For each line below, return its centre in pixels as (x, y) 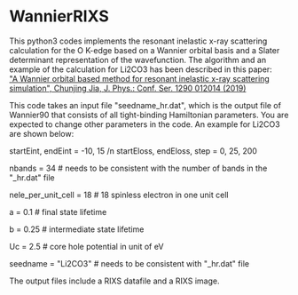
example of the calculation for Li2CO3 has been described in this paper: (141, 69)
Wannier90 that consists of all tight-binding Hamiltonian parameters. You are (149, 115)
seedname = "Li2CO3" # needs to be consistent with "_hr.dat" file (129, 263)
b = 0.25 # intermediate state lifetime (77, 229)
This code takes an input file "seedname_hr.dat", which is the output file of (145, 105)
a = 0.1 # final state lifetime (58, 211)
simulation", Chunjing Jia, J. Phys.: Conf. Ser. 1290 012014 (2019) (128, 88)
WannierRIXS (59, 16)
